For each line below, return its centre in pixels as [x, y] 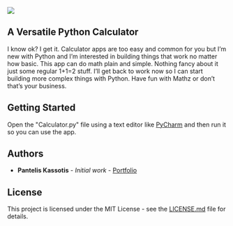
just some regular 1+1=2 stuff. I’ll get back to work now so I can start [105, 71]
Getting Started [42, 108]
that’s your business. [37, 86]
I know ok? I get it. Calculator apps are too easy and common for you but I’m [117, 49]
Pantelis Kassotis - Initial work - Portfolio [77, 170]
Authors [25, 154]
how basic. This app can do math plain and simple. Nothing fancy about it [113, 63]
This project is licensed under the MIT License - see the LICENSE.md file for [116, 209]
